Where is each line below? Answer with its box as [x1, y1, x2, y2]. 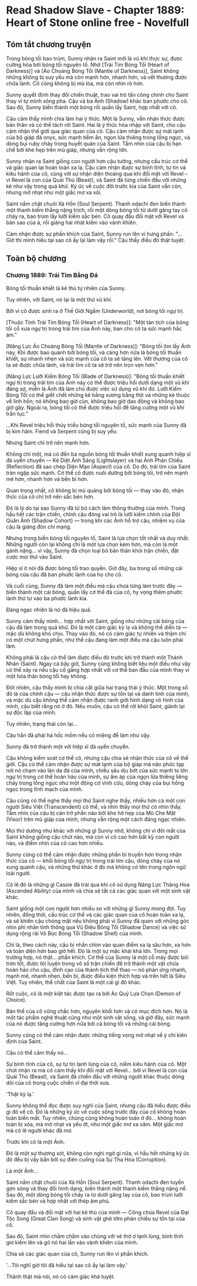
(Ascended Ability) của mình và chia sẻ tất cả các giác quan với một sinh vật [6, 887, 191, 894]
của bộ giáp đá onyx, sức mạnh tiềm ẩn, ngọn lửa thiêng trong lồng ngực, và [6, 134, 191, 141]
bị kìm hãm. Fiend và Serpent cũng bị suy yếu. [6, 427, 118, 435]
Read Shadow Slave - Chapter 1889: [6, 4, 185, 17]
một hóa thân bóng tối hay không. [6, 672, 88, 679]
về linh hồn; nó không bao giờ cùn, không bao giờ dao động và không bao [6, 398, 185, 405]
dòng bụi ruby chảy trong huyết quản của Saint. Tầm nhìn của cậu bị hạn [6, 140, 182, 147]
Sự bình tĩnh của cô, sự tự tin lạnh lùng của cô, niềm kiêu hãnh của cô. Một [6, 1061, 186, 1068]
